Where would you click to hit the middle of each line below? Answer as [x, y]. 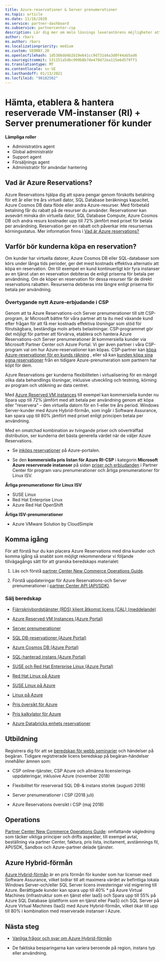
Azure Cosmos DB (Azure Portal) [45, 647]
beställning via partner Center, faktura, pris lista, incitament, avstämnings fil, [82, 842]
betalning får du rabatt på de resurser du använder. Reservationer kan [76, 210]
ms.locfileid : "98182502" [31, 78]
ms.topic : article [24, 14]
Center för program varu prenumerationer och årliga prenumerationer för [86, 470]
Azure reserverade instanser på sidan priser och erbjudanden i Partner [85, 465]
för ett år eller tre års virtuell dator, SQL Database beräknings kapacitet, [77, 200]
